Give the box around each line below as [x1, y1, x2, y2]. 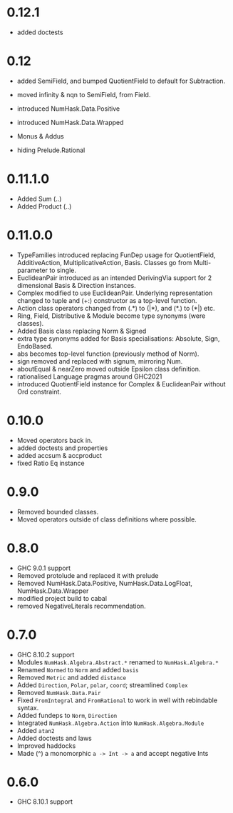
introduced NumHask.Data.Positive [16, 104, 120, 113]
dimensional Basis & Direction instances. [16, 281, 136, 289]
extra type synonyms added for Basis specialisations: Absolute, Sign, [16, 334, 220, 343]
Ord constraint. [16, 387, 62, 396]
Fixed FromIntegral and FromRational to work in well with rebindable [16, 696, 218, 704]
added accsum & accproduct [16, 451, 103, 459]
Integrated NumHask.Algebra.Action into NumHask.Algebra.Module [16, 719, 204, 727]
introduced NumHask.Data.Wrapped [16, 118, 124, 126]
